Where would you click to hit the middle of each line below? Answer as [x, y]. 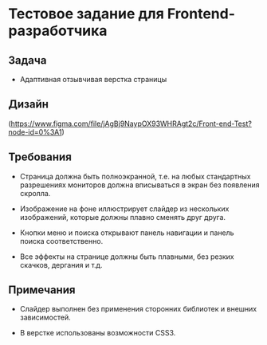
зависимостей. [45, 318]
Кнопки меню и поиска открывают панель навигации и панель [127, 233]
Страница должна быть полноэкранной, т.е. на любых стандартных [135, 176]
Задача [27, 60]
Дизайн [29, 104]
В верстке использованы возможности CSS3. [98, 333]
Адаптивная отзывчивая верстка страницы [93, 79]
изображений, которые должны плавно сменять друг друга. [122, 217]
